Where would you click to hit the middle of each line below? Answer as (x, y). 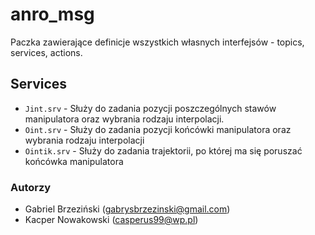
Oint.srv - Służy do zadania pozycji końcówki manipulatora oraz (158, 129)
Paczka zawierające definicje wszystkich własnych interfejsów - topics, (157, 42)
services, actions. (46, 52)
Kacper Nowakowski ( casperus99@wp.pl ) (111, 220)
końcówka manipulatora (74, 161)
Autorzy (31, 187)
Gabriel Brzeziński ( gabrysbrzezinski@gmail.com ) (127, 209)
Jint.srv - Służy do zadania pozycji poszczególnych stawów (150, 108)
